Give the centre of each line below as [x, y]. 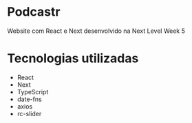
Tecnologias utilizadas [73, 58]
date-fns [30, 99]
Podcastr [34, 12]
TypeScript [33, 92]
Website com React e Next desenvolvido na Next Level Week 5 [96, 31]
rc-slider [29, 113]
